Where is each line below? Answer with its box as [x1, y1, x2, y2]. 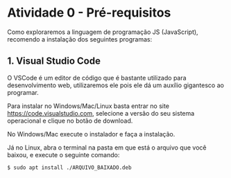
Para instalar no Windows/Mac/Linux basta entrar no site [7, 102, 170, 110]
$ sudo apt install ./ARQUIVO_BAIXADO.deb [7, 164, 132, 171]
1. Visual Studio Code [7, 55, 101, 67]
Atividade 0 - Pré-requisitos [7, 5, 171, 21]
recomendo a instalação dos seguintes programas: [7, 35, 153, 43]
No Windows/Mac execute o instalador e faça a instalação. [7, 130, 176, 138]
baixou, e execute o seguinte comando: [7, 150, 120, 159]
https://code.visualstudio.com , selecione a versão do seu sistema [7, 109, 195, 117]
